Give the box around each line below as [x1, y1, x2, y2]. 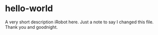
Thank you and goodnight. [5, 24, 58, 30]
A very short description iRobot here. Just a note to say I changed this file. [5, 19, 154, 25]
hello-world [5, 3, 53, 14]
